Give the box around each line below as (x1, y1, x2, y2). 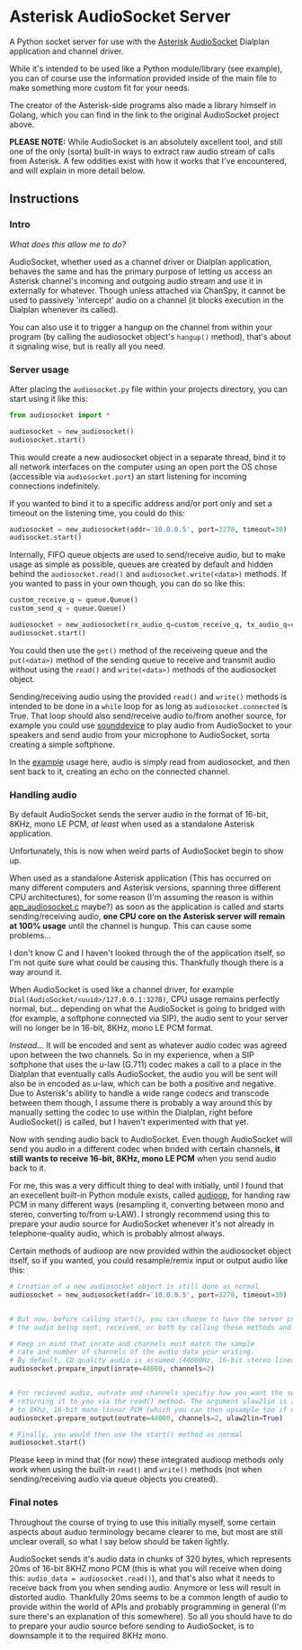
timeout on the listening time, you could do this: (9, 507, 186, 518)
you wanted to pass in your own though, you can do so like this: (9, 579, 245, 589)
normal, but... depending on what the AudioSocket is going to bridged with (9, 1003, 286, 1015)
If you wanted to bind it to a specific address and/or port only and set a (9, 497, 272, 508)
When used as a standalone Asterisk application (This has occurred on (9, 872, 271, 884)
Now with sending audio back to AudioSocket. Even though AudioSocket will (9, 1134, 293, 1145)
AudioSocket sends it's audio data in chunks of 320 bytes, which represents (9, 1553, 292, 1564)
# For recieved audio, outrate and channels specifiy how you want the (9, 1389, 283, 1398)
